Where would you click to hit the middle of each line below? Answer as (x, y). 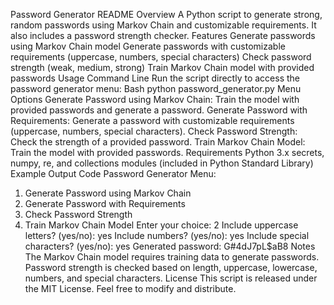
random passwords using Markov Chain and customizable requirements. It (163, 25)
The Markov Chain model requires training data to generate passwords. (172, 257)
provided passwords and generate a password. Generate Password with (159, 110)
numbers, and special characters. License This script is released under (171, 278)
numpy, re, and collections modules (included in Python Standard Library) (162, 163)
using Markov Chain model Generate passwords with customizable (148, 46)
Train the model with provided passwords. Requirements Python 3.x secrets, (167, 152)
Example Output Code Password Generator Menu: (113, 173)
